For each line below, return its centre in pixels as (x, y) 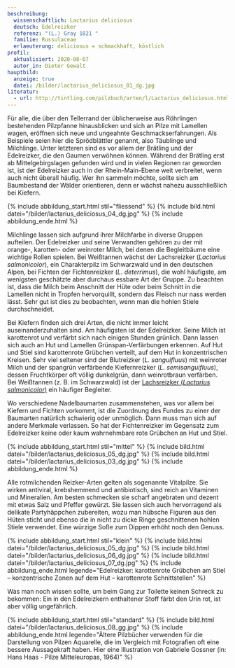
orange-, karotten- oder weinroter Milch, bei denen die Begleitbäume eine (114, 250)
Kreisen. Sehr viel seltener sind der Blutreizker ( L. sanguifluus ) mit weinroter (117, 360)
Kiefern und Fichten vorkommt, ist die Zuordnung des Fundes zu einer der (114, 411)
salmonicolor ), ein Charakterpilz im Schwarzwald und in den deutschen (110, 264)
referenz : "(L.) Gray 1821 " (56, 33)
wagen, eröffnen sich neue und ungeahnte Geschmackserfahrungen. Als (112, 133)
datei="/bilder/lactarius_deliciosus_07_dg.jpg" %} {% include (94, 563)
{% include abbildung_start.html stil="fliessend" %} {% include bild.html (111, 206)
